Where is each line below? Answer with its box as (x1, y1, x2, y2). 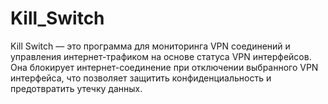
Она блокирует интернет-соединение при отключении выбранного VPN (10, 61, 319, 73)
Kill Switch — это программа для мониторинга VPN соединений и (10, 40, 291, 52)
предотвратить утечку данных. (10, 82, 143, 94)
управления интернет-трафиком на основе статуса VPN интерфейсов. (10, 50, 312, 62)
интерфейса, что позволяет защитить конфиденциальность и (10, 72, 272, 84)
